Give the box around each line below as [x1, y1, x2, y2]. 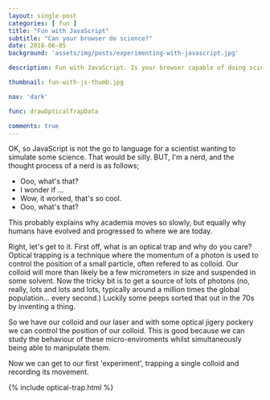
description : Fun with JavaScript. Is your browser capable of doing [8, 64, 247, 72]
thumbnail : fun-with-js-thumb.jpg [8, 78, 125, 86]
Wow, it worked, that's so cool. [19, 194, 122, 204]
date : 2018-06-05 [8, 42, 67, 50]
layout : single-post [8, 11, 78, 20]
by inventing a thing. [8, 302, 76, 311]
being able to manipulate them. [8, 343, 111, 353]
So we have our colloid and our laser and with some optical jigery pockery [8, 317, 254, 327]
